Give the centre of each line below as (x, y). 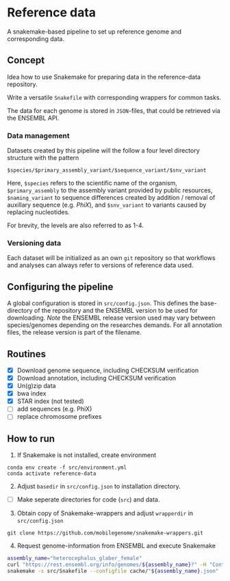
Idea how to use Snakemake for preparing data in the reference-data (104, 77)
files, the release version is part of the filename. (74, 333)
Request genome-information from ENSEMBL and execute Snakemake (116, 546)
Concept (26, 61)
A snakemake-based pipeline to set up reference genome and (94, 31)
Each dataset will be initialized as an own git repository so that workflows (111, 258)
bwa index (31, 393)
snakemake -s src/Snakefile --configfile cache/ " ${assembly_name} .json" (113, 571)
